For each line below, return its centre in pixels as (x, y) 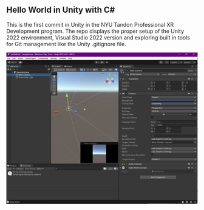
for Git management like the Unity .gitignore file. (66, 44)
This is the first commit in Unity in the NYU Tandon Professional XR (90, 24)
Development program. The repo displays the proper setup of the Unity (95, 31)
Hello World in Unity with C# (61, 10)
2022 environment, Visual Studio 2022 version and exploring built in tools (98, 37)
